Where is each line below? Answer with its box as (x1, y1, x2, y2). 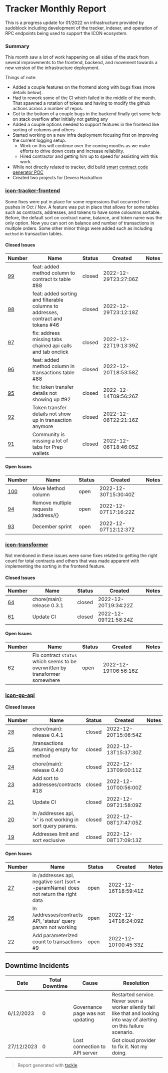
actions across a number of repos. (12, 106, 83, 112)
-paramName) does (32, 884, 80, 891)
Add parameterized (32, 932, 78, 939)
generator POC (12, 169, 44, 175)
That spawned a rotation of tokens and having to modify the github (12, 100, 150, 106)
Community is (32, 431, 65, 438)
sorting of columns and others (12, 127, 75, 133)
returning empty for (32, 746, 78, 753)
